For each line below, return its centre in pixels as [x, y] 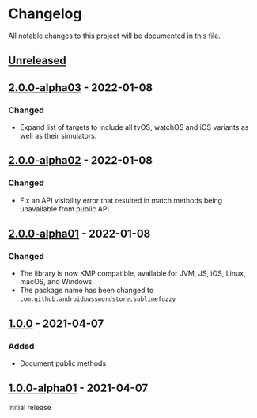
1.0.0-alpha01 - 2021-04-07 [78, 388]
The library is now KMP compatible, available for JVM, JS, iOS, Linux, [132, 273]
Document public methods [63, 363]
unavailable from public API [64, 209]
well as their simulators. [58, 136]
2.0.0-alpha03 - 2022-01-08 [80, 87]
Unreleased [38, 61]
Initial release [30, 407]
